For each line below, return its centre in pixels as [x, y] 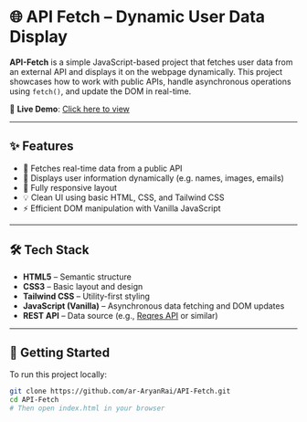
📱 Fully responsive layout [69, 187]
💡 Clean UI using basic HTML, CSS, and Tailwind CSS [124, 197]
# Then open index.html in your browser [88, 408]
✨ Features [42, 147]
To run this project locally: [58, 375]
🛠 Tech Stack [49, 250]
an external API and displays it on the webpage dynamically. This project [146, 71]
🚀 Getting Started [60, 352]
